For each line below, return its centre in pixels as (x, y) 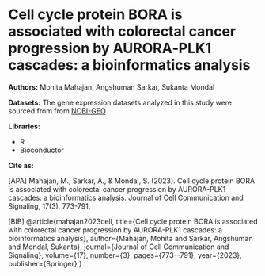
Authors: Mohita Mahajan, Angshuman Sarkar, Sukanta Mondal (112, 87)
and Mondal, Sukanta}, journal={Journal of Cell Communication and (119, 247)
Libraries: (25, 126)
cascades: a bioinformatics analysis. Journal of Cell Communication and (126, 197)
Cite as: (21, 165)
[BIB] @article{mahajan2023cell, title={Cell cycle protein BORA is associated (133, 221)
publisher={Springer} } (45, 263)
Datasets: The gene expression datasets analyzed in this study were (120, 102)
